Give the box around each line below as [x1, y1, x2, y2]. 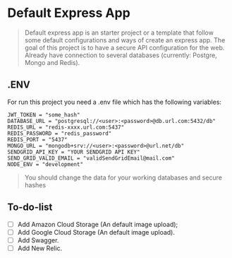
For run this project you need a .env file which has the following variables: [7, 98, 222, 106]
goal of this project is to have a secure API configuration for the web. [24, 43, 225, 52]
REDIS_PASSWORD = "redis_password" [7, 129, 112, 137]
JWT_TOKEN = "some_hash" [7, 111, 80, 118]
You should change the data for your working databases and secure [24, 173, 222, 182]
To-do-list [7, 201, 53, 213]
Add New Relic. [17, 244, 63, 252]
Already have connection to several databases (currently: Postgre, [24, 51, 217, 59]
